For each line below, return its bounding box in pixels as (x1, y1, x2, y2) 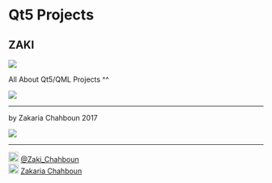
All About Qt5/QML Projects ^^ (8, 74, 109, 84)
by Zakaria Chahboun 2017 (8, 113, 98, 122)
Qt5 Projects (8, 6, 95, 24)
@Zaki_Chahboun (19, 155, 79, 164)
